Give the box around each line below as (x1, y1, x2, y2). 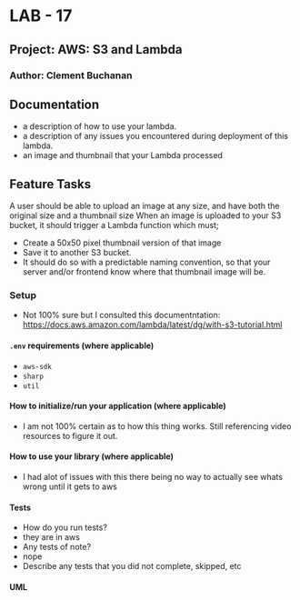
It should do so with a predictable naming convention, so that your (22, 256, 271, 268)
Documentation (9, 96, 100, 112)
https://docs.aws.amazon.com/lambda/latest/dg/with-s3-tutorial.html (22, 319, 283, 330)
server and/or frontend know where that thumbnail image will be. (22, 266, 266, 277)
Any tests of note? (22, 542, 92, 553)
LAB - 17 (9, 5, 73, 26)
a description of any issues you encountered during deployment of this (22, 131, 289, 142)
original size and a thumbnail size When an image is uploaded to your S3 (9, 210, 282, 221)
